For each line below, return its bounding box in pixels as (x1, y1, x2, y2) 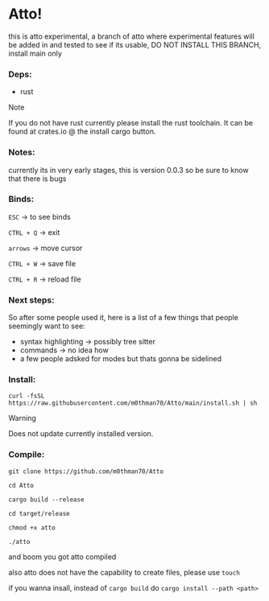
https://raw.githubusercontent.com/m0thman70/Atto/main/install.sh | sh (8, 399, 258, 407)
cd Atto (8, 481, 35, 489)
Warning (8, 414, 36, 423)
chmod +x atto (8, 524, 56, 532)
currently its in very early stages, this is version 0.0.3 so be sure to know (8, 165, 249, 175)
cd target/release (8, 509, 70, 517)
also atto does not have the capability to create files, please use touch (8, 567, 240, 577)
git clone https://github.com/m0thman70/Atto (8, 467, 163, 475)
